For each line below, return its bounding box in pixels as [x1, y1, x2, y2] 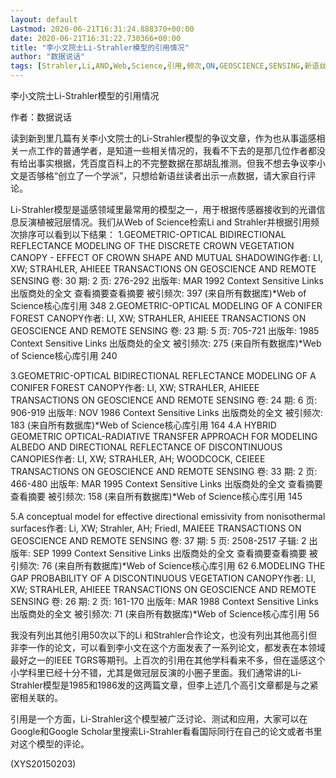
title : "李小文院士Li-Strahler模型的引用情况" [10, 42, 190, 53]
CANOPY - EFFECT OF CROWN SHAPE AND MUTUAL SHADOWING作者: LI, [10, 252, 323, 263]
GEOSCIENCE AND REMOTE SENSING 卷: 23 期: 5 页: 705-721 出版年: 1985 [10, 325, 320, 336]
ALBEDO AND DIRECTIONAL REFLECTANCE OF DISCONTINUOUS [10, 441, 283, 453]
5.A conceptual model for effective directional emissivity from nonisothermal [10, 511, 326, 522]
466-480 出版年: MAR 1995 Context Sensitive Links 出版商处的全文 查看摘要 [10, 478, 323, 490]
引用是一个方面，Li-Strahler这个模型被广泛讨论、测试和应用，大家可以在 [10, 713, 308, 725]
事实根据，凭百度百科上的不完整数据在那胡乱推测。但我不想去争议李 [36, 157, 317, 169]
